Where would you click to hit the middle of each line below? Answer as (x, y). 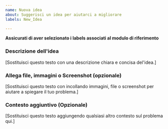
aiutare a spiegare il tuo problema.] (42, 92)
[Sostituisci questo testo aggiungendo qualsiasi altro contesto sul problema (84, 116)
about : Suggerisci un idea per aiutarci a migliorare (64, 15)
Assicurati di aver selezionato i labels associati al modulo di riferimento (82, 38)
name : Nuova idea (24, 10)
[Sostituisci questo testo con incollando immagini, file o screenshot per (80, 86)
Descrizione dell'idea (32, 51)
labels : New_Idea (24, 19)
